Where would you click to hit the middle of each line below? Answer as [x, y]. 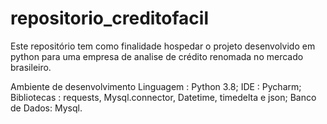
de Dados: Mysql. [46, 108]
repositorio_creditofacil [110, 18]
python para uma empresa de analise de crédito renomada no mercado [157, 56]
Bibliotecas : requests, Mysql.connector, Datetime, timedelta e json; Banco [163, 97]
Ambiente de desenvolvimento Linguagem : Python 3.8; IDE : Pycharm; [156, 86]
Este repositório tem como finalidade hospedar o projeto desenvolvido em [163, 46]
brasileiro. [31, 67]
